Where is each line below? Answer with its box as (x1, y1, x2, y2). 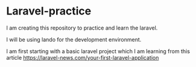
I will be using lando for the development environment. (6, 36, 142, 43)
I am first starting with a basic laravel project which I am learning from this (6, 47, 190, 55)
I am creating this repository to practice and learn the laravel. (6, 24, 158, 31)
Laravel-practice (6, 4, 92, 18)
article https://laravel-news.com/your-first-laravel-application (6, 54, 159, 61)
